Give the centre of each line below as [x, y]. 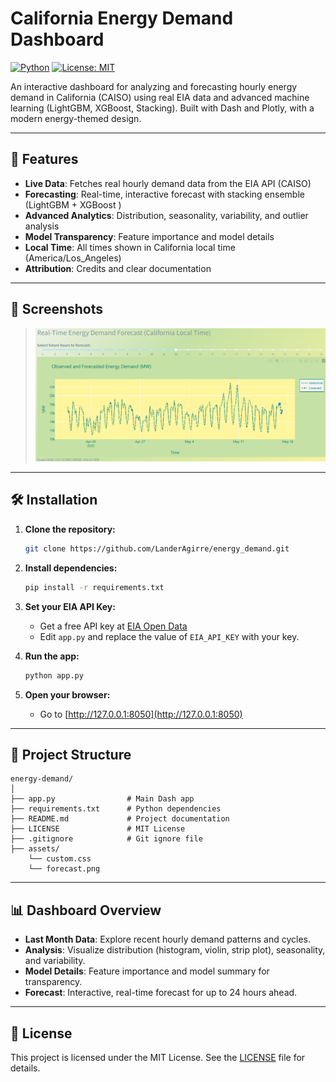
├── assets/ [35, 849]
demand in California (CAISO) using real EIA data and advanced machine [160, 97]
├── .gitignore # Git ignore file [106, 839]
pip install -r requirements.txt [94, 587]
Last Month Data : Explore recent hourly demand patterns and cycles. [168, 939]
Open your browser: [67, 694]
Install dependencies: [71, 568]
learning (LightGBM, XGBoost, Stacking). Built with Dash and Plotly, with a [162, 108]
